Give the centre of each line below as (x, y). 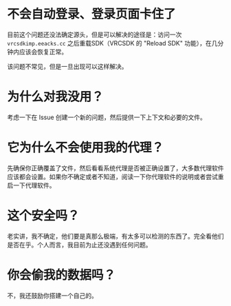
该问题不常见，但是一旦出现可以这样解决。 (67, 66)
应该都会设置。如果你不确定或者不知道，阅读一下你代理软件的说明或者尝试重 (115, 176)
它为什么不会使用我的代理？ (86, 148)
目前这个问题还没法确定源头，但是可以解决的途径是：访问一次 (95, 34)
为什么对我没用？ (56, 97)
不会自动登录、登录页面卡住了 (92, 14)
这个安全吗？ (44, 216)
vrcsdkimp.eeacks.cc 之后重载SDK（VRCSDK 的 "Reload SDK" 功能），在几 (112, 43)
